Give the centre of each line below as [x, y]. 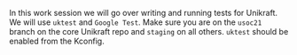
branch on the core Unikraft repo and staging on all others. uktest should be [149, 31]
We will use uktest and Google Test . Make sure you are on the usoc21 [136, 22]
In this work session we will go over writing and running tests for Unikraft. [143, 13]
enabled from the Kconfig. [57, 41]
